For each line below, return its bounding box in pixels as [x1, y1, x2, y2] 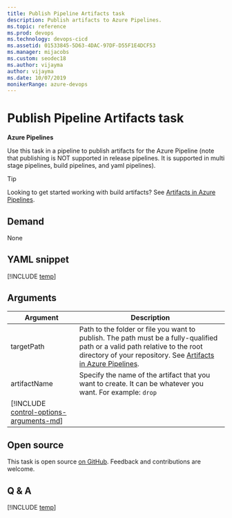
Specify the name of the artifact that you [79, 370, 211, 380]
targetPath [10, 341, 45, 351]
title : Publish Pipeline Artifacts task [7, 10, 126, 17]
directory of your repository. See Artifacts [79, 350, 215, 360]
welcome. [7, 465, 35, 473]
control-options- [10, 407, 67, 416]
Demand [7, 215, 45, 227]
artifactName [10, 378, 53, 388]
